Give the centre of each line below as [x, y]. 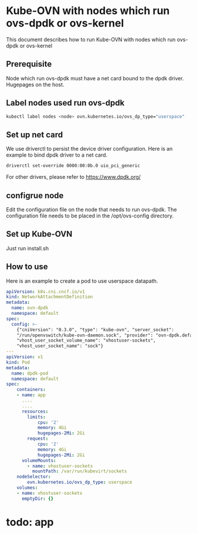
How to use [27, 267]
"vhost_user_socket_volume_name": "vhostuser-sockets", [86, 341]
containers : [31, 390]
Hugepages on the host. [35, 84]
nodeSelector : [34, 477]
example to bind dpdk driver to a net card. [57, 155]
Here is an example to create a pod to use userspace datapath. [82, 281]
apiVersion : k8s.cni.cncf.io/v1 [45, 291]
